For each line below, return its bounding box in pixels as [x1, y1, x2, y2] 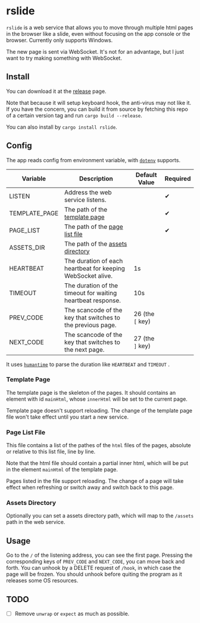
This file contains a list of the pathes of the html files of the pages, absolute [6, 442, 192, 449]
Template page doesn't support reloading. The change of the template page [6, 407, 193, 414]
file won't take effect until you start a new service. [6, 413, 129, 420]
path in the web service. [6, 519, 65, 526]
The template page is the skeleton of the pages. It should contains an [6, 389, 176, 396]
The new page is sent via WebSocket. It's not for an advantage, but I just [6, 48, 185, 55]
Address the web [64, 188, 112, 196]
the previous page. [64, 321, 117, 329]
